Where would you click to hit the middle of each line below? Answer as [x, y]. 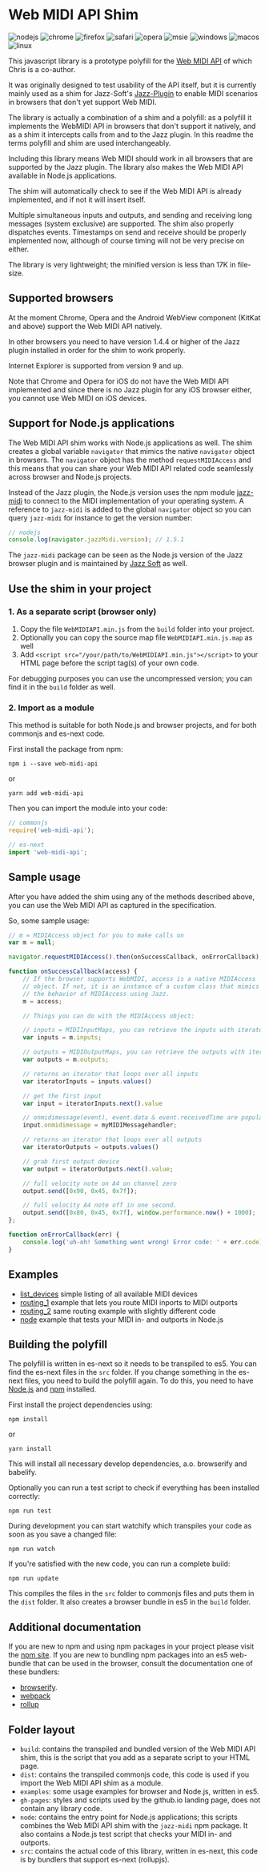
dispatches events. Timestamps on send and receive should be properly [127, 232]
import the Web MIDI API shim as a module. [91, 1782]
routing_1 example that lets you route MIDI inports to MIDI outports [129, 1302]
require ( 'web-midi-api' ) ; [51, 830]
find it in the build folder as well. [62, 687]
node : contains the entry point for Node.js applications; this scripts [128, 1817]
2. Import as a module [51, 708]
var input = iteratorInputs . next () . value [92, 1103]
